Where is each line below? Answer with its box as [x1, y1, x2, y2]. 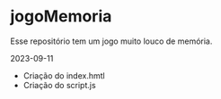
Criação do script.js [22, 79, 97, 90]
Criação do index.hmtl [22, 70, 106, 81]
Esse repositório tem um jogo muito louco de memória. [10, 36, 213, 46]
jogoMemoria [10, 6, 112, 27]
